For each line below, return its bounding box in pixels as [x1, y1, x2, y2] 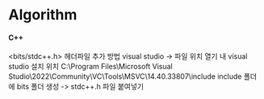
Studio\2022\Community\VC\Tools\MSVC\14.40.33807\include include [8, 72, 242, 81]
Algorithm [8, 6, 78, 24]
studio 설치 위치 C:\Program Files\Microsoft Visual [8, 62, 173, 72]
